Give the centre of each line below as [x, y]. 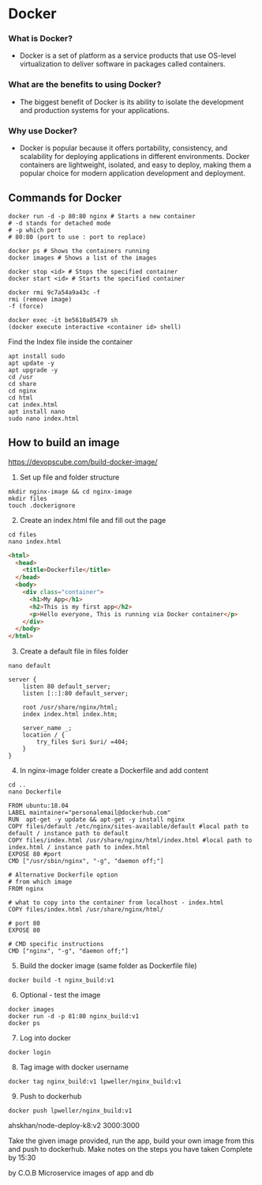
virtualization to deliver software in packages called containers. [123, 64]
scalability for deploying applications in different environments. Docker [135, 157]
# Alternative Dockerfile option [63, 875]
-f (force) [26, 306]
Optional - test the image [60, 995]
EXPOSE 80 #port [35, 854]
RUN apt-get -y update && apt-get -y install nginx [97, 820]
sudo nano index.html [44, 418]
